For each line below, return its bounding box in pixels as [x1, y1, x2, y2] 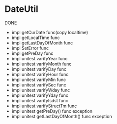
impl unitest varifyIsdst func [11, 97, 68, 103]
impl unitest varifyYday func [11, 92, 69, 98]
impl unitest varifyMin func [11, 77, 66, 83]
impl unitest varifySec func [11, 82, 67, 87]
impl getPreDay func [11, 50, 54, 56]
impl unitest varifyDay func [11, 66, 67, 72]
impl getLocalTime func [11, 35, 60, 41]
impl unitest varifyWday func [11, 87, 70, 93]
